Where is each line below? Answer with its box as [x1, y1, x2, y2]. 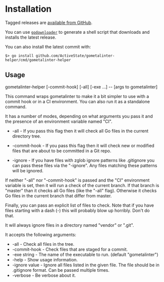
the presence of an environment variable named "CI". [5, 118, 113, 124]
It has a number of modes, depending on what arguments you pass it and [5, 113, 153, 119]
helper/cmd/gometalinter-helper [5, 57, 71, 62]
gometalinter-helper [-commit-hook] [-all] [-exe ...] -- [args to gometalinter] [5, 84, 158, 90]
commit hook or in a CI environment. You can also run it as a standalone [5, 98, 150, 104]
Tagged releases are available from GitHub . [5, 20, 93, 25]
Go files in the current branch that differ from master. [5, 192, 112, 199]
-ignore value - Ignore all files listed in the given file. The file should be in [12, 262, 160, 268]
